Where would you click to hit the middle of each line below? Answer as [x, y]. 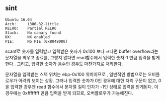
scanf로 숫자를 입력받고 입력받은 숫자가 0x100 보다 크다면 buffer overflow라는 [82, 51]
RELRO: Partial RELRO [31, 28]
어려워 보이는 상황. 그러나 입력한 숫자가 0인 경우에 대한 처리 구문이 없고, [88, 80]
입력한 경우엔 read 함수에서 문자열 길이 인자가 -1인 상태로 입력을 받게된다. [82, 87]
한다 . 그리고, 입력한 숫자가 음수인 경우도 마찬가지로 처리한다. [64, 64]
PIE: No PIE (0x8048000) [37, 41]
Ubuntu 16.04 [19, 19]
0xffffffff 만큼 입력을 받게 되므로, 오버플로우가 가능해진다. [78, 93]
